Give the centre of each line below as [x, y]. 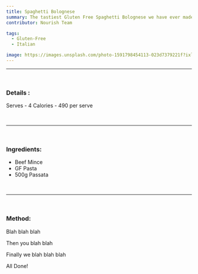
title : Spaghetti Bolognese [41, 12]
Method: [19, 218]
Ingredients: [24, 150]
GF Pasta [26, 169]
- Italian [23, 44]
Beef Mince [29, 162]
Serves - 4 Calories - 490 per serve [49, 106]
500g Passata [32, 175]
